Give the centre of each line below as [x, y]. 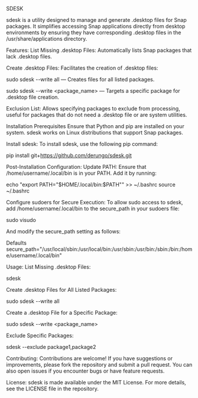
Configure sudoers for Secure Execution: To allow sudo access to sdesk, [95, 202]
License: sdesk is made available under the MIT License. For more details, [96, 382]
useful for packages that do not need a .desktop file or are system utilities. [97, 115]
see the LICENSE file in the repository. [52, 389]
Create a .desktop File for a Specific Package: [62, 313]
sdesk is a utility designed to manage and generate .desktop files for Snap [97, 20]
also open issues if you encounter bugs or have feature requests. [85, 371]
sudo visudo [21, 220]
